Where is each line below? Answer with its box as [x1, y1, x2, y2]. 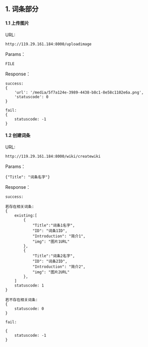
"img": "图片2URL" [32, 269, 70, 275]
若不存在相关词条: [5, 297, 38, 302]
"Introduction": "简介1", [32, 234, 86, 239]
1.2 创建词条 [5, 132, 30, 138]
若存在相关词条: [5, 204, 34, 209]
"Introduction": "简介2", [32, 264, 86, 269]
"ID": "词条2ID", [32, 258, 67, 264]
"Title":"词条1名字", [32, 223, 75, 228]
